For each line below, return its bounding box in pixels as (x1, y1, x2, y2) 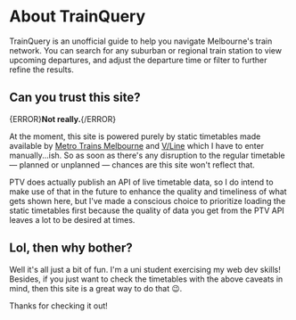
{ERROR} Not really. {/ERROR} (9, 113, 117, 124)
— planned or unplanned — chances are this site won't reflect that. (9, 159, 256, 170)
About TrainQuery (9, 6, 146, 27)
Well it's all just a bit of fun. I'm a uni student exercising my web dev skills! (9, 264, 281, 275)
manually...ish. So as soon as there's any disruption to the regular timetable (9, 150, 285, 160)
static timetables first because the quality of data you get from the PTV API (9, 205, 285, 216)
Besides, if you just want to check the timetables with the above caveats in (9, 274, 284, 284)
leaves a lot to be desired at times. (9, 214, 136, 225)
